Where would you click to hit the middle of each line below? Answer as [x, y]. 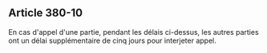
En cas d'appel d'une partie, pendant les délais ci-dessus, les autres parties [133, 32]
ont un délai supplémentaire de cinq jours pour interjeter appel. [112, 40]
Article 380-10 [45, 13]
